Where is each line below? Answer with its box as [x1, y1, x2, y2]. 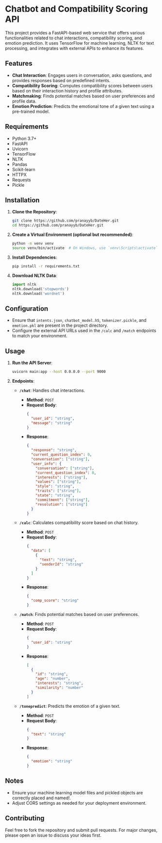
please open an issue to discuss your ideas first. [5, 832, 102, 838]
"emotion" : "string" [31, 759, 73, 764]
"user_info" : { [31, 461, 62, 466]
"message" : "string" [31, 421, 73, 425]
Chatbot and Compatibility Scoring [5, 3, 148, 15]
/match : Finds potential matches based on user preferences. [19, 612, 139, 617]
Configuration [5, 304, 49, 313]
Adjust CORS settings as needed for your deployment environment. [12, 800, 147, 806]
